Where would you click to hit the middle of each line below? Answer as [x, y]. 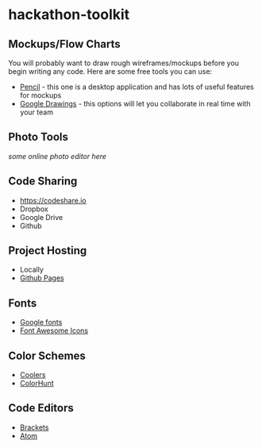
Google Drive [41, 217]
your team [37, 112]
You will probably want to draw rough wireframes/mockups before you [124, 63]
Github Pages [42, 278]
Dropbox [34, 209]
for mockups [40, 95]
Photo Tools [39, 137]
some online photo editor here [58, 156]
